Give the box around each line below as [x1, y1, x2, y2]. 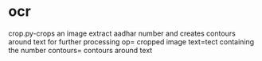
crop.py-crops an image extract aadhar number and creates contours [8, 29, 237, 38]
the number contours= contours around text [8, 45, 153, 55]
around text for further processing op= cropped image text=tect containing [8, 36, 255, 46]
